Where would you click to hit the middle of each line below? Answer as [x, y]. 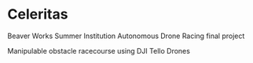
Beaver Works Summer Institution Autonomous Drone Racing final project [126, 36]
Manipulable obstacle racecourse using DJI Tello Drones [99, 51]
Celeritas [38, 14]
